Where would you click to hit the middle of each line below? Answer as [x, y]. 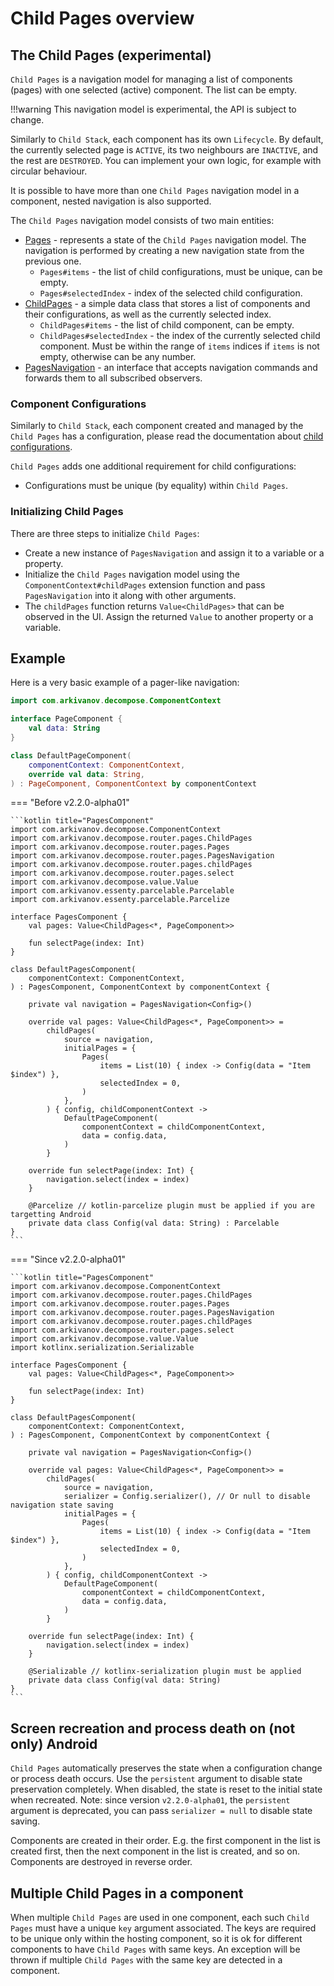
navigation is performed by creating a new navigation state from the [164, 250]
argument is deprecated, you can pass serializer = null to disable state [161, 1811]
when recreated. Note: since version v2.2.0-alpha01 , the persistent [150, 1800]
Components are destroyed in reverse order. [101, 1862]
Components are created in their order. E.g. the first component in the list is [165, 1841]
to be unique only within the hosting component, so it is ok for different [156, 1939]
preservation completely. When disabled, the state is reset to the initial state [166, 1789]
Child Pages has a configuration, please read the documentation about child [167, 436]
